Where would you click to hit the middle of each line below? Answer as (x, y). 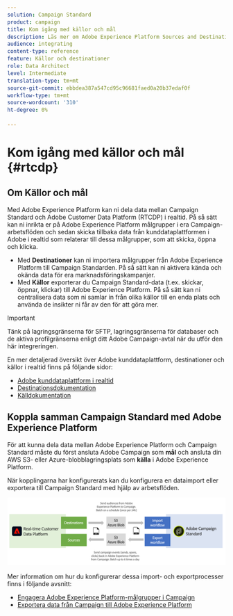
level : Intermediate (37, 73)
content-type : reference (43, 51)
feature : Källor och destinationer (59, 59)
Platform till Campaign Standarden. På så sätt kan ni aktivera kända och (119, 267)
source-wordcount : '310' (43, 103)
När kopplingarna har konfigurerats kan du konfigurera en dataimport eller (113, 480)
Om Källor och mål (48, 193)
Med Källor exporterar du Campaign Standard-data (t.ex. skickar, (110, 282)
